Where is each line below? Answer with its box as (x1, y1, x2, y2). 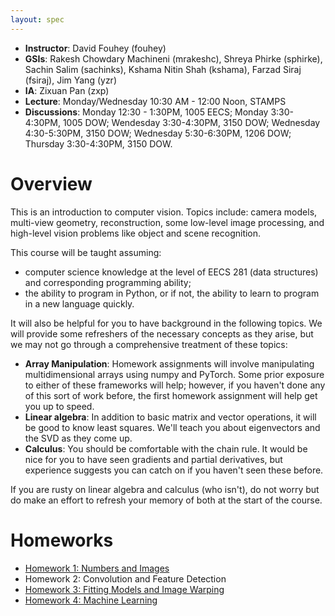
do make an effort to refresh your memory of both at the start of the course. (10, 494, 323, 506)
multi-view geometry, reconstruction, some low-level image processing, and (10, 216, 325, 228)
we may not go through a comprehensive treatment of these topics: (10, 338, 288, 350)
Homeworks (10, 529, 114, 551)
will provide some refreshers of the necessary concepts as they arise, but (10, 327, 314, 340)
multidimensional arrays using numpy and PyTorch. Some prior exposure (24, 368, 325, 380)
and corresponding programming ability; (24, 276, 192, 288)
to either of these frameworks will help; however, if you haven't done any (24, 379, 326, 391)
